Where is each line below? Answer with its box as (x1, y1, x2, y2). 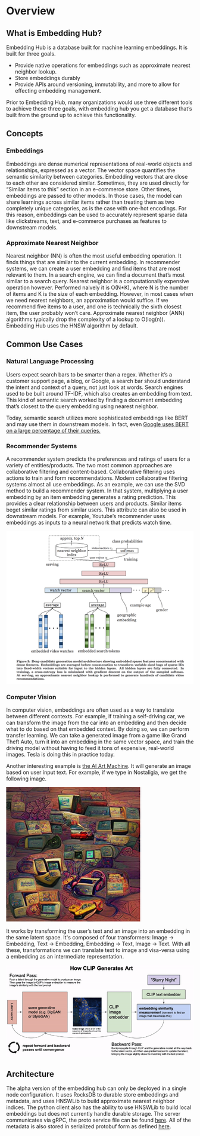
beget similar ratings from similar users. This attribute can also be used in (6, 506, 186, 513)
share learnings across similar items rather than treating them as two (6, 198, 174, 206)
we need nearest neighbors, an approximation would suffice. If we (6, 296, 168, 304)
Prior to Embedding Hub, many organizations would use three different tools (6, 99, 193, 106)
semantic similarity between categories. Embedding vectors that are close (6, 173, 188, 180)
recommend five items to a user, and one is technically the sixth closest (6, 303, 182, 310)
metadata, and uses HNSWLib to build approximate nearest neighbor (6, 1098, 175, 1105)
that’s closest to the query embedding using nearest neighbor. (6, 402, 159, 410)
